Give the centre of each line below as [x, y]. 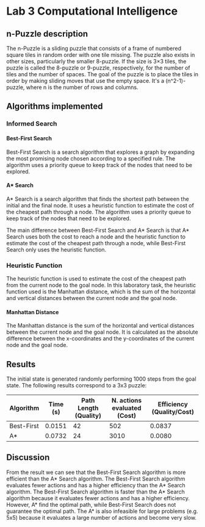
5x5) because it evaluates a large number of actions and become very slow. [102, 517]
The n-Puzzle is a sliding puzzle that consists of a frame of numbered [94, 48]
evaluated [127, 408]
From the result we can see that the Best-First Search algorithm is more [96, 472]
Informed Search [32, 124]
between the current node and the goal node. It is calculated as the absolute [102, 332]
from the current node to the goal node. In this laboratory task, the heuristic [101, 285]
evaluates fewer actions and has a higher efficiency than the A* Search [96, 485]
